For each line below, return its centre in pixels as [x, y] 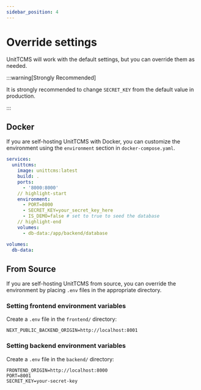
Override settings [52, 42]
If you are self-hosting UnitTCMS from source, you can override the [91, 284]
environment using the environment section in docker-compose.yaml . [91, 148]
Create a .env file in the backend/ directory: [60, 359]
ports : [26, 182]
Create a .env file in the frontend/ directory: [62, 319]
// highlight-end [39, 222]
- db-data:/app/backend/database [65, 233]
